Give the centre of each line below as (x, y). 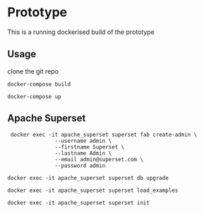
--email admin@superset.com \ (99, 159)
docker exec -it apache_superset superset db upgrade (88, 178)
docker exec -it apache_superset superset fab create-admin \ (104, 134)
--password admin (80, 166)
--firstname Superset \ (90, 147)
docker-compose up (34, 96)
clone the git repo (33, 71)
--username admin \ (83, 141)
